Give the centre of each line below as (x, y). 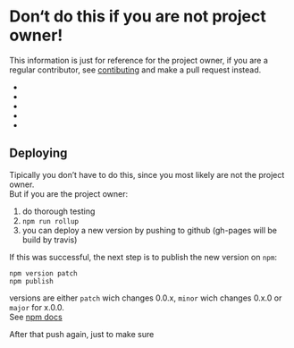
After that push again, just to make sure (82, 334)
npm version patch (43, 273)
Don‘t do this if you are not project (138, 17)
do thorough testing (59, 211)
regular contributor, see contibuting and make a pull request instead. (135, 70)
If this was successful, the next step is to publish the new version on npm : (143, 257)
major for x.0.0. (37, 307)
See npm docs (36, 317)
